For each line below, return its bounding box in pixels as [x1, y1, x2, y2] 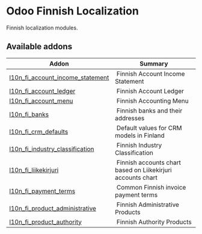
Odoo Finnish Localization [6, 4, 139, 18]
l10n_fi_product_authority [9, 218, 82, 226]
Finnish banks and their [116, 106, 183, 115]
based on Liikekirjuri [115, 165, 173, 174]
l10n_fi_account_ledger [9, 87, 76, 95]
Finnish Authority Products [116, 218, 192, 226]
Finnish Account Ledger [116, 87, 185, 95]
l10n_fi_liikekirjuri [9, 165, 59, 174]
